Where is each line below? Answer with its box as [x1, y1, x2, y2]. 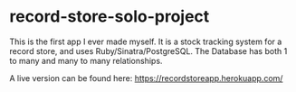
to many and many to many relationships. [9, 55, 163, 66]
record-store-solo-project [9, 6, 210, 27]
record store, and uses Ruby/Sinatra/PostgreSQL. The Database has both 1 [9, 45, 288, 56]
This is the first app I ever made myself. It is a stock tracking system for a [9, 36, 282, 47]
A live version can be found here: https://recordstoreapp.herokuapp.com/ [9, 72, 283, 83]
